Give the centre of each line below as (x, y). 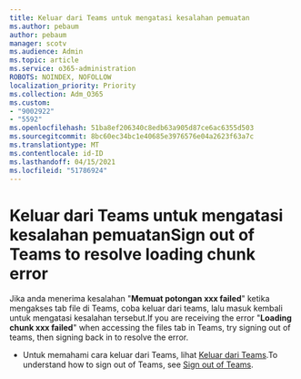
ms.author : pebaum (44, 26)
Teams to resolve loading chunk (133, 254)
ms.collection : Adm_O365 (56, 94)
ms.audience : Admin (46, 52)
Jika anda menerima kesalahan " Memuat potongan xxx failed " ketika (140, 299)
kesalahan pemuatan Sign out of (132, 235)
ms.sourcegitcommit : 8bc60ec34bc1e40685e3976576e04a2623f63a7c (132, 137)
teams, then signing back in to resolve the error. (99, 337)
